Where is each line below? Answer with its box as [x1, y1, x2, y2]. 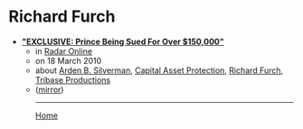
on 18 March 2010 [34, 55, 102, 66]
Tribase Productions [34, 74, 110, 85]
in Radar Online [34, 45, 92, 56]
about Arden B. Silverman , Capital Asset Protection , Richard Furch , [34, 65, 284, 76]
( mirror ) [34, 84, 64, 95]
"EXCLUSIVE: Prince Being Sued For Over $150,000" [21, 36, 225, 47]
